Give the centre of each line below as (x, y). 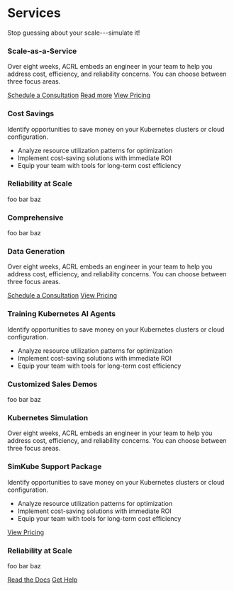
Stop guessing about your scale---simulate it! (74, 33)
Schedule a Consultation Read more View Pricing (79, 95)
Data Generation (36, 252)
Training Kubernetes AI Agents (61, 314)
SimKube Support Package (55, 467)
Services (34, 13)
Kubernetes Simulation (48, 417)
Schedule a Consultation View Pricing (62, 295)
